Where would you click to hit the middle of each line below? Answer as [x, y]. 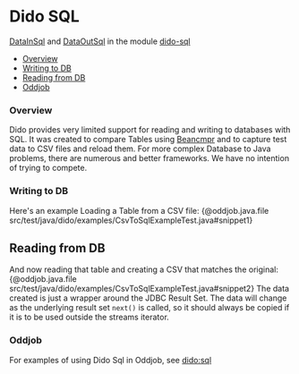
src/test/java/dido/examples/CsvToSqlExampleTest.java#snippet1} [131, 220]
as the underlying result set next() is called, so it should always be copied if [149, 308]
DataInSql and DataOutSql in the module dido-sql [100, 41]
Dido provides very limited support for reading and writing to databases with [150, 130]
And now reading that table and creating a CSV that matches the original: [144, 269]
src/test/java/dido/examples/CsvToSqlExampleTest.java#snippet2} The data [149, 289]
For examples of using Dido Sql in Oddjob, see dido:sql [111, 360]
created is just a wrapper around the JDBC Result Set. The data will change [148, 298]
